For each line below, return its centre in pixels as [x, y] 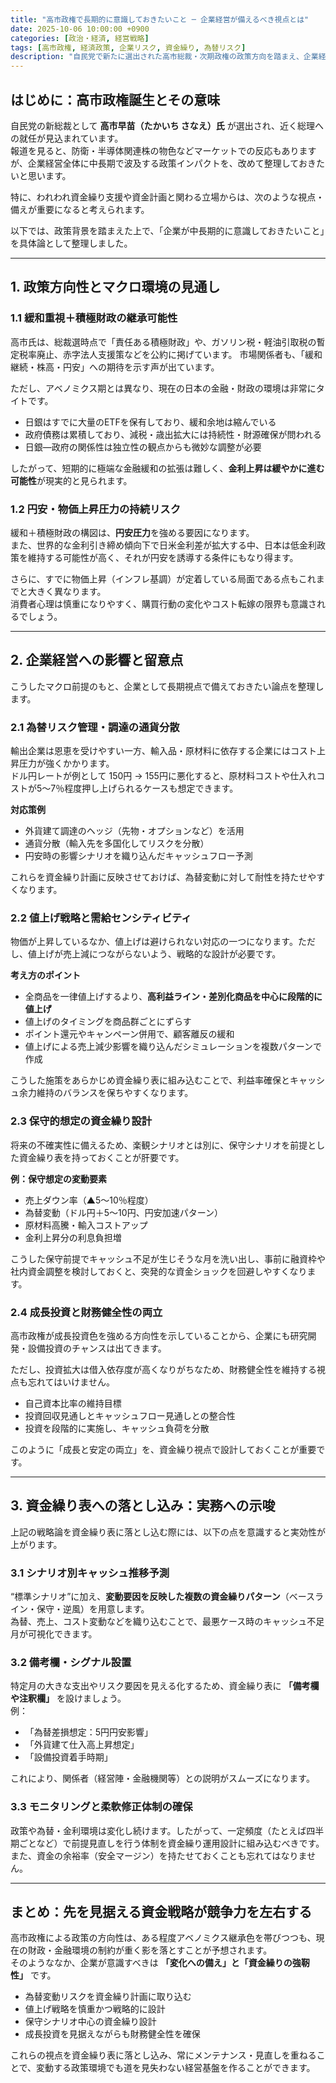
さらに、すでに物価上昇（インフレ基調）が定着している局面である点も [154, 578]
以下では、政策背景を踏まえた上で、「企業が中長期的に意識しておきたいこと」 [167, 230]
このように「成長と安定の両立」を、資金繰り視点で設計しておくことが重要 [163, 1449]
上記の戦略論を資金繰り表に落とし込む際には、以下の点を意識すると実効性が [168, 1532]
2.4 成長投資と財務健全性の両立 [86, 1312]
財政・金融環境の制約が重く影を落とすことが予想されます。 [150, 1950]
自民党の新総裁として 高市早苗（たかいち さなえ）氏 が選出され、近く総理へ [167, 125]
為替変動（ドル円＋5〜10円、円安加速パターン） [123, 1212]
